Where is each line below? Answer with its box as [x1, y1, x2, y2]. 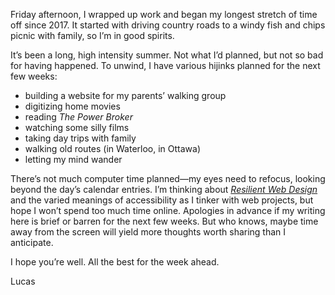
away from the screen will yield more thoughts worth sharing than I [10, 226, 287, 238]
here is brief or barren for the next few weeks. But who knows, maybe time [10, 215, 319, 227]
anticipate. [10, 237, 54, 248]
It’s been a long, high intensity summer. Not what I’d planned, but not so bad [10, 49, 324, 61]
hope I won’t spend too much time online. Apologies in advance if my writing [10, 205, 326, 216]
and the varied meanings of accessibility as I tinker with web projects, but [10, 194, 314, 206]
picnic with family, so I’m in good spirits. [10, 30, 175, 41]
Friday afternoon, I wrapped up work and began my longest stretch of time [10, 9, 318, 20]
